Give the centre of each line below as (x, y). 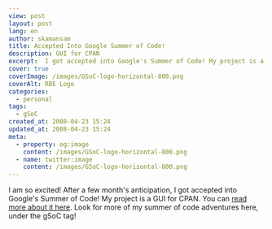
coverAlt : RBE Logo (42, 84)
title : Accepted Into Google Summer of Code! (87, 46)
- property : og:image (53, 144)
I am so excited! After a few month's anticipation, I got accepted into (123, 190)
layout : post (31, 24)
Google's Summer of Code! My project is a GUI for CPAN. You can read (128, 199)
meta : (18, 136)
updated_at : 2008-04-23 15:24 (60, 129)
